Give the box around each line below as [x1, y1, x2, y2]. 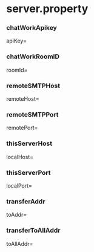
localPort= [6, 182, 32, 189]
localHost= [6, 153, 34, 160]
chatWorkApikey [6, 24, 58, 32]
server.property [6, 2, 89, 16]
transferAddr [6, 197, 45, 205]
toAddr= [6, 211, 27, 219]
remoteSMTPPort [6, 111, 59, 118]
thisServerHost [6, 139, 53, 148]
